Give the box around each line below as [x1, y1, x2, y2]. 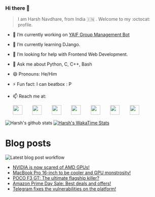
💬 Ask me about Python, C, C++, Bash [12, 61, 92, 68]
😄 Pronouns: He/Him [12, 71, 57, 77]
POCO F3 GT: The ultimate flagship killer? [12, 175, 100, 181]
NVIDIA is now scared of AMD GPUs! [12, 165, 90, 171]
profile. [17, 22, 33, 28]
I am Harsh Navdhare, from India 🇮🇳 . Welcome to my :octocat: [17, 16, 150, 22]
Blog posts [5, 138, 51, 149]
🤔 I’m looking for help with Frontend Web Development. [12, 51, 128, 57]
